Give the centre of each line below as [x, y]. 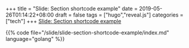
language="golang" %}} [35, 39]
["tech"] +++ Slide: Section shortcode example [63, 21]
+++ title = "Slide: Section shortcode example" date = [72, 9]
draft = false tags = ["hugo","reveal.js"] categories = [119, 15]
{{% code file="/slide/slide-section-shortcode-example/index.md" [88, 33]
